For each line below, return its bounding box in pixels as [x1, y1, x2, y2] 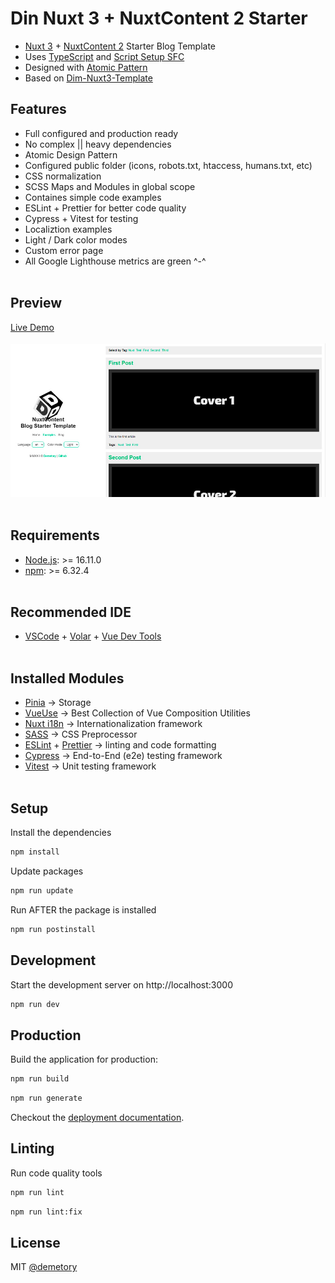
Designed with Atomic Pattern [24, 61, 148, 73]
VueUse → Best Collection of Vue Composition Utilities [24, 707, 251, 719]
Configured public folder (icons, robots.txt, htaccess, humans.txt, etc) [24, 159, 313, 171]
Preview [10, 295, 63, 312]
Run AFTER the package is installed [10, 903, 157, 916]
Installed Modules [10, 670, 125, 687]
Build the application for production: [10, 1053, 158, 1066]
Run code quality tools [10, 1167, 103, 1179]
